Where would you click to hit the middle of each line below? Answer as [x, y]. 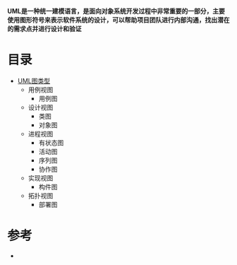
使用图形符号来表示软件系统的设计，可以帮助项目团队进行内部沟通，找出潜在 [119, 20]
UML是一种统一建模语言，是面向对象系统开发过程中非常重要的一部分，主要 [116, 11]
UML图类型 [34, 81]
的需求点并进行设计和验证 [44, 29]
